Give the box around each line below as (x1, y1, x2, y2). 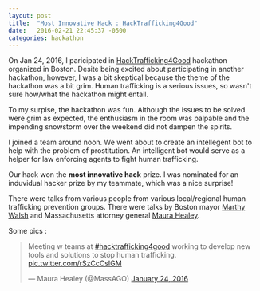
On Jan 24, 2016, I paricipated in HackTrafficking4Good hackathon (8, 56, 227, 65)
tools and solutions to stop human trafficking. (27, 250, 177, 260)
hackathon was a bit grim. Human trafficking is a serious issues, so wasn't (8, 81, 252, 91)
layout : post (8, 11, 52, 20)
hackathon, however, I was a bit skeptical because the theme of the (8, 73, 230, 82)
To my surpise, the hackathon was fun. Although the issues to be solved (8, 105, 246, 115)
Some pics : (8, 226, 48, 236)
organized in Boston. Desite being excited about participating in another (8, 65, 245, 74)
